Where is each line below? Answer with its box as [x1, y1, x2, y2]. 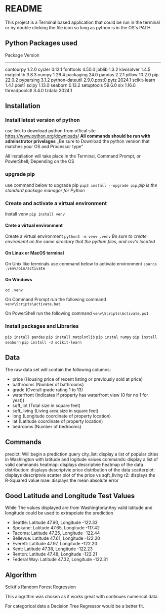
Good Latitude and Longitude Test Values [5, 491, 135, 500]
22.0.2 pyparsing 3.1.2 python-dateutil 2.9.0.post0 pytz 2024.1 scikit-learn [5, 77, 156, 83]
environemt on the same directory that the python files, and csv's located [5, 239, 155, 245]
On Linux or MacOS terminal [5, 250, 64, 256]
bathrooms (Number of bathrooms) [12, 381, 84, 387]
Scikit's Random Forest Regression [5, 584, 76, 590]
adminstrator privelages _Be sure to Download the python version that [5, 138, 150, 144]
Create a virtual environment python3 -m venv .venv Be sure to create [5, 233, 147, 239]
